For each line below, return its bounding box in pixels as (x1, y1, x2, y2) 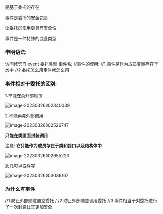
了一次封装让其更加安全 (5, 204, 52, 210)
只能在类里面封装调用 (5, 132, 48, 138)
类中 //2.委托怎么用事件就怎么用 (5, 67, 70, 73)
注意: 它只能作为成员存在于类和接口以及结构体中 (5, 143, 102, 148)
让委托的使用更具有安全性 (5, 25, 57, 31)
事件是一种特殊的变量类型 (5, 36, 57, 41)
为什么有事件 (5, 186, 36, 192)
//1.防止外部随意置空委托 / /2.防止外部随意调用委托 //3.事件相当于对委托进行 (5, 197, 158, 203)
